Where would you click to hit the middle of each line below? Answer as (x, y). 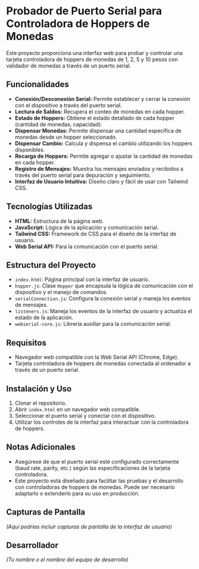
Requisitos (26, 343)
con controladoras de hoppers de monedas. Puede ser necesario (95, 487)
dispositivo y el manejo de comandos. (61, 292)
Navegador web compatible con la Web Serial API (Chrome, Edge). (97, 357)
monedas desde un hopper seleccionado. (66, 137)
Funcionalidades (38, 85)
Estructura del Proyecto (51, 265)
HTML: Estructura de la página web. (59, 221)
